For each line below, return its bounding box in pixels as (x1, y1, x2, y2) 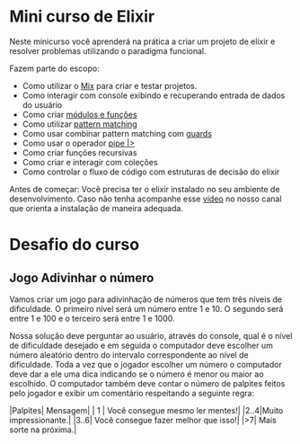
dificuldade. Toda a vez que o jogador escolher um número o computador (9, 359, 283, 369)
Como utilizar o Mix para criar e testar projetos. (22, 80, 198, 91)
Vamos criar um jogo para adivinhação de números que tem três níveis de (9, 294, 283, 305)
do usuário (22, 99, 63, 110)
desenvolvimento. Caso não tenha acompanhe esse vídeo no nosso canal (9, 193, 282, 204)
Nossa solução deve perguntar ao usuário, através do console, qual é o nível (9, 330, 293, 341)
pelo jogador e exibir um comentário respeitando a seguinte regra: (9, 387, 254, 398)
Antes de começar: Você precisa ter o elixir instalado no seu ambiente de (9, 183, 280, 194)
